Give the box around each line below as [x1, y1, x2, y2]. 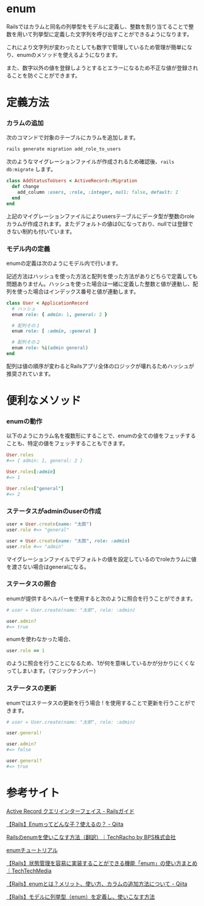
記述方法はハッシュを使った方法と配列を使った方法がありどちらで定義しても [6, 272, 198, 280]
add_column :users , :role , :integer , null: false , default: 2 [17, 189, 178, 196]
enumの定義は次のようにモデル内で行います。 [6, 259, 122, 267]
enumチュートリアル [6, 846, 58, 853]
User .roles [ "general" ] [6, 485, 64, 491]
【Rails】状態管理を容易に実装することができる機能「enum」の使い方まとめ [6, 859, 198, 867]
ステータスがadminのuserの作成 [6, 507, 102, 515]
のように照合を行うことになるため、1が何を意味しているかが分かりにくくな [6, 659, 195, 667]
